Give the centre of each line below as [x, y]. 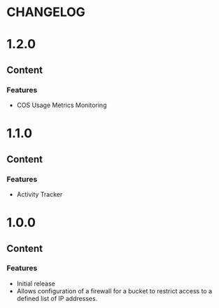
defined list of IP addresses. [57, 298]
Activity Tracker [40, 194]
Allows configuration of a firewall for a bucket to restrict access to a [114, 290]
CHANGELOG [46, 12]
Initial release [36, 283]
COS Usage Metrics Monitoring [62, 105]
